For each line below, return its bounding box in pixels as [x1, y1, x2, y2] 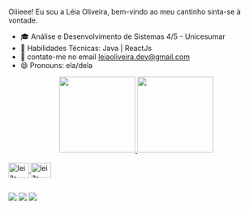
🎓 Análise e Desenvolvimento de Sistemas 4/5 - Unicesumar [19, 32, 225, 41]
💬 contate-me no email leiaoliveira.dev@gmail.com [19, 52, 191, 62]
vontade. [8, 15, 38, 25]
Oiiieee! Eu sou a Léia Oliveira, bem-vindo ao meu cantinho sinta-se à [8, 7, 241, 16]
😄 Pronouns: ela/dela [19, 61, 93, 70]
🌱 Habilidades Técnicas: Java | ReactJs [19, 44, 152, 53]
